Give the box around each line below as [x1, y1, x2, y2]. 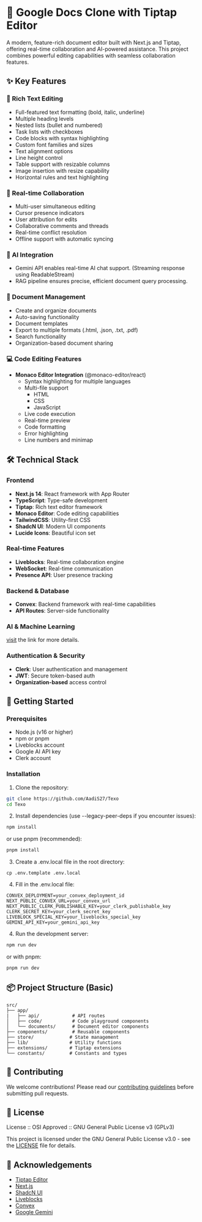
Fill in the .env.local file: [15, 881, 75, 888]
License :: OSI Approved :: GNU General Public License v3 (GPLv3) [6, 1123, 174, 1131]
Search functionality [15, 333, 66, 340]
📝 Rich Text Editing [6, 94, 63, 103]
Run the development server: [15, 930, 89, 938]
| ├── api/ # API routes [6, 1013, 105, 1019]
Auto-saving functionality [15, 313, 80, 320]
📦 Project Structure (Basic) [6, 983, 114, 993]
